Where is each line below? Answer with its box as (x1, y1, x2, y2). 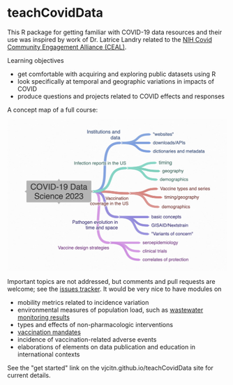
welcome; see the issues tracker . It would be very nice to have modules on (7, 285, 222, 293)
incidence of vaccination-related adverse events (17, 335, 157, 343)
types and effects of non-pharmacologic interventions (17, 320, 173, 329)
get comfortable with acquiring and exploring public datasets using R (17, 70, 216, 78)
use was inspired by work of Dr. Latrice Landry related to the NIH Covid (7, 35, 213, 43)
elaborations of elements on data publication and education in (17, 342, 196, 351)
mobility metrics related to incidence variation (17, 298, 149, 306)
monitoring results (17, 312, 70, 322)
